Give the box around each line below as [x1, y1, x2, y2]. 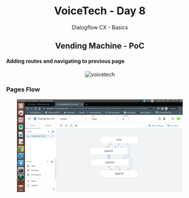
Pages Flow [6, 85, 40, 94]
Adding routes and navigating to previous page [6, 58, 125, 65]
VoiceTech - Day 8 [53, 4, 146, 18]
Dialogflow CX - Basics [71, 24, 128, 31]
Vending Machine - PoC [55, 41, 145, 51]
